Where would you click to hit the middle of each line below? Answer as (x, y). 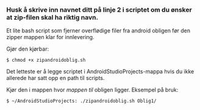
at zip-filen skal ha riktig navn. (52, 17)
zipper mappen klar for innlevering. (50, 37)
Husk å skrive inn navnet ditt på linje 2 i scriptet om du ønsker (99, 10)
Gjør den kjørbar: (28, 49)
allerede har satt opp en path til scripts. (55, 78)
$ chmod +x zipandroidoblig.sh (46, 61)
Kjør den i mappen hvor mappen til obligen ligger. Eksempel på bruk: (92, 90)
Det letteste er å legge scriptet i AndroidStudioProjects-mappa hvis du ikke (100, 71)
